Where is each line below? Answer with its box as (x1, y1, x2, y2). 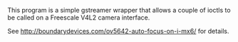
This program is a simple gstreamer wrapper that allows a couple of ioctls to (7, 6, 231, 14)
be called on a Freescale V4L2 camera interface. (7, 13, 150, 22)
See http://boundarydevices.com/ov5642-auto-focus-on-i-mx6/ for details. (7, 27, 229, 35)
